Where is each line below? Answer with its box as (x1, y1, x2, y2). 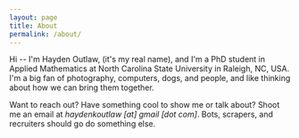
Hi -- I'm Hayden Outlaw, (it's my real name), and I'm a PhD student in (9, 54, 266, 65)
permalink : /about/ (9, 29, 82, 38)
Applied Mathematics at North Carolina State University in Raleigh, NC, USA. (9, 63, 290, 74)
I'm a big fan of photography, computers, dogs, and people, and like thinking (9, 73, 291, 84)
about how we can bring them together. (9, 82, 154, 93)
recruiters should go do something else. (9, 118, 156, 129)
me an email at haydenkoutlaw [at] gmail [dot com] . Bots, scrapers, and (9, 109, 274, 120)
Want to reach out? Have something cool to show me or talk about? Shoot (9, 100, 280, 110)
